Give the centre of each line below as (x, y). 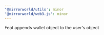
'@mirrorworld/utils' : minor (34, 9)
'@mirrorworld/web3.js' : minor (36, 14)
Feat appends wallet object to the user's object (52, 27)
